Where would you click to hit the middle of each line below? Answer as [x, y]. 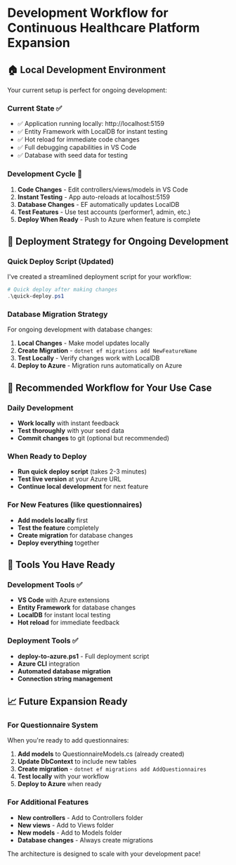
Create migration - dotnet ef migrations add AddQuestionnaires [112, 769]
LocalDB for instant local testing [64, 615]
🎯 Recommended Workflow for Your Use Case [110, 387]
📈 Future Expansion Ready [67, 701]
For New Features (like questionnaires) [75, 505]
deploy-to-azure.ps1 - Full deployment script [83, 656]
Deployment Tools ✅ [43, 640]
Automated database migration [64, 671]
